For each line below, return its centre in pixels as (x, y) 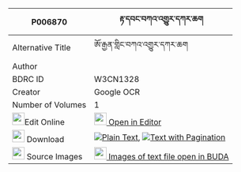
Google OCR (117, 92)
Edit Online (45, 122)
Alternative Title (41, 47)
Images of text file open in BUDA (169, 157)
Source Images (55, 157)
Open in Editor (135, 122)
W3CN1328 (117, 79)
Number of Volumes (49, 105)
